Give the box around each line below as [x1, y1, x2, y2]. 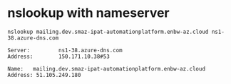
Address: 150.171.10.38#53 [7, 53, 111, 60]
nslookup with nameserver [7, 5, 170, 21]
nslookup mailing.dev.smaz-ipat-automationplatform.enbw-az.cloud [7, 28, 209, 35]
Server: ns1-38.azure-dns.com [7, 47, 123, 54]
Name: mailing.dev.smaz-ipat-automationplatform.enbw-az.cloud [7, 65, 205, 72]
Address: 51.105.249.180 [7, 71, 81, 78]
